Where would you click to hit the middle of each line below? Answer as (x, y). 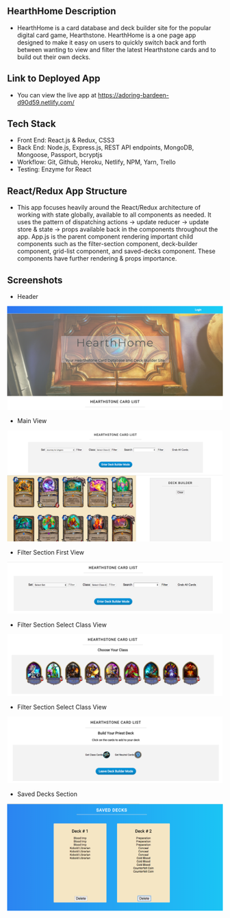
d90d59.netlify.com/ (46, 102)
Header (28, 297)
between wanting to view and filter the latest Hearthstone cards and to (117, 49)
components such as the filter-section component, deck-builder (107, 244)
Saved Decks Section (47, 794)
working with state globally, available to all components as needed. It (114, 215)
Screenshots (35, 280)
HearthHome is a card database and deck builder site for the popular (114, 27)
